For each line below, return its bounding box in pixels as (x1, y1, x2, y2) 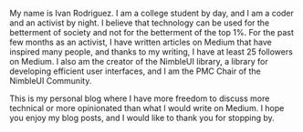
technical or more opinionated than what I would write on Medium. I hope (9, 103, 285, 113)
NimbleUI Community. (9, 76, 92, 86)
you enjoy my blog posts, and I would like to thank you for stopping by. (9, 113, 276, 123)
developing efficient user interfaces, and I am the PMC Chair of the (9, 66, 262, 76)
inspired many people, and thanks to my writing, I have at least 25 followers (9, 46, 294, 57)
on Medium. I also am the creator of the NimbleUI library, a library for (9, 56, 268, 66)
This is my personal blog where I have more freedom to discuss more (9, 93, 270, 104)
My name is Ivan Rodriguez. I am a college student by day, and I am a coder (9, 8, 295, 18)
